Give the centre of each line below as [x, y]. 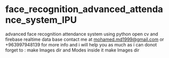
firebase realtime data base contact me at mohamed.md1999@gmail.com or [85, 39]
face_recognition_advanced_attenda [84, 9]
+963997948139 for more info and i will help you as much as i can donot [81, 44]
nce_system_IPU [41, 20]
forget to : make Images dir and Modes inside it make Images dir [72, 50]
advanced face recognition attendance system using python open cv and [82, 34]
